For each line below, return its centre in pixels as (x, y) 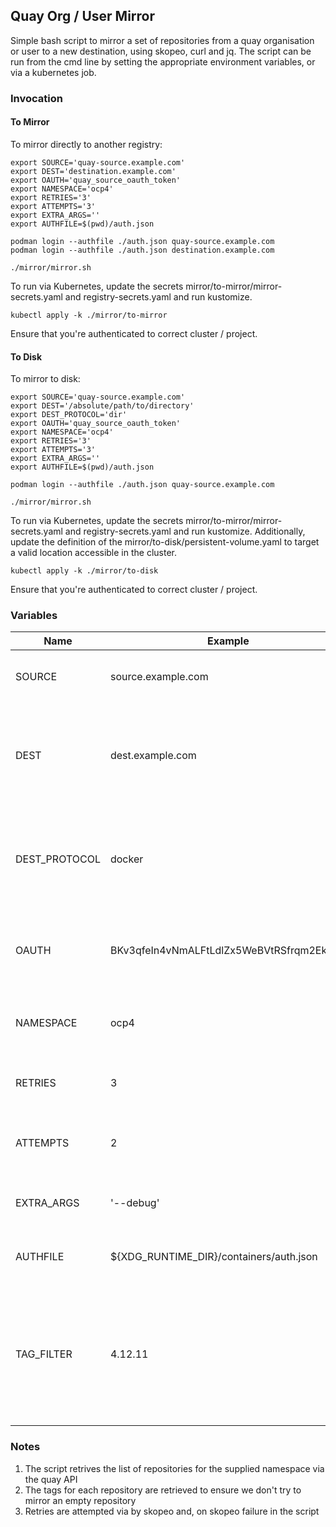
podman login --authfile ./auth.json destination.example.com (142, 250)
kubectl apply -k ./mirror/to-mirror (89, 315)
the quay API (51, 1479)
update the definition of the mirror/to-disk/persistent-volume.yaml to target (165, 542)
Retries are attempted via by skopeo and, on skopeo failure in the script (172, 1511)
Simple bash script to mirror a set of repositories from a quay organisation (162, 40)
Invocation (36, 98)
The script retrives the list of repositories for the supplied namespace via (174, 1468)
